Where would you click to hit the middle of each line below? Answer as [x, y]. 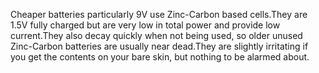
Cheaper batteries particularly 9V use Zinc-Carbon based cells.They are [159, 14]
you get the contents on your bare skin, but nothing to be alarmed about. [160, 57]
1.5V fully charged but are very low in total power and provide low [145, 25]
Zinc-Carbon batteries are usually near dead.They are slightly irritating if [159, 46]
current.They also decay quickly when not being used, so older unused [156, 35]
